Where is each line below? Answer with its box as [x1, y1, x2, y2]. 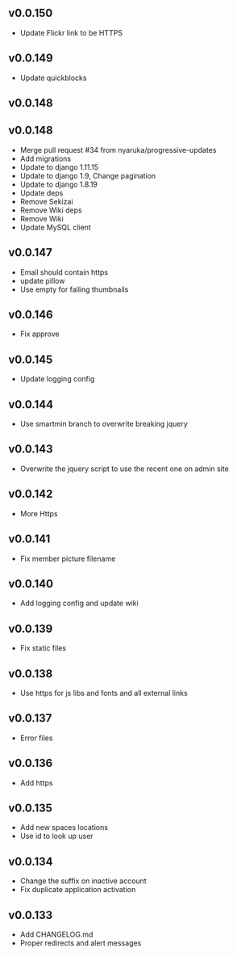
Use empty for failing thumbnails [19, 284, 129, 294]
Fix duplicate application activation [19, 885, 136, 895]
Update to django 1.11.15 [19, 162, 99, 172]
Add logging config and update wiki [19, 598, 139, 609]
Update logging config [19, 374, 95, 384]
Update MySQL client [19, 222, 91, 232]
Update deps [19, 187, 64, 197]
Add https [19, 777, 53, 787]
